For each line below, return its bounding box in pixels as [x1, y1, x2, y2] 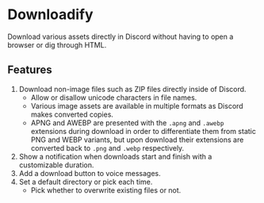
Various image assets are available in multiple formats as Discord [30, 101, 243, 110]
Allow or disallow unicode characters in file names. [30, 93, 197, 102]
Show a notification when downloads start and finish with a [18, 151, 212, 161]
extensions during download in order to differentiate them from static [30, 126, 257, 136]
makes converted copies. [30, 109, 114, 119]
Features [7, 63, 52, 77]
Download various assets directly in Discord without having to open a [7, 32, 234, 41]
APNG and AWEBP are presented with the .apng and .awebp [30, 117, 224, 128]
